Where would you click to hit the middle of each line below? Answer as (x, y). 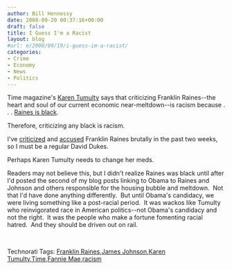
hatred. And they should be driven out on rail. (73, 225)
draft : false (26, 26)
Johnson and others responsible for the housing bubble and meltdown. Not (115, 188)
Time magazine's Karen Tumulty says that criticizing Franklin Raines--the (111, 98)
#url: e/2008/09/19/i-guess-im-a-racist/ (68, 46)
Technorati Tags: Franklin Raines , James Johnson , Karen (87, 252)
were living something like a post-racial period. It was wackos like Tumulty (114, 203)
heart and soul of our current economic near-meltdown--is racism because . (116, 105)
